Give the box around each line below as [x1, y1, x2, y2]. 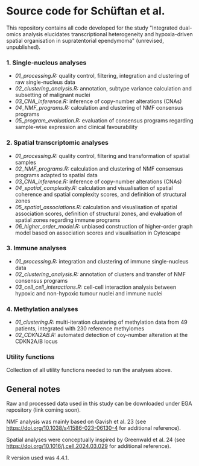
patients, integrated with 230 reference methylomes [14, 325, 145, 332]
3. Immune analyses [6, 244, 67, 253]
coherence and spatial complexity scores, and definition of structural [14, 190, 187, 198]
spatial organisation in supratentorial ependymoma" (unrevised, [6, 37, 165, 44]
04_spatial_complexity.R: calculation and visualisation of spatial [14, 184, 173, 191]
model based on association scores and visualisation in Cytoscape [14, 229, 181, 236]
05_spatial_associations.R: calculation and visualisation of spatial [14, 203, 178, 210]
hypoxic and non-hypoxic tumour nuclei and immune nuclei [14, 289, 163, 297]
